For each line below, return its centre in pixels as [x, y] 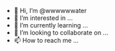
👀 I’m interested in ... [43, 18]
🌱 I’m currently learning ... [51, 25]
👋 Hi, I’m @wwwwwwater [50, 11]
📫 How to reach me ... [46, 40]
